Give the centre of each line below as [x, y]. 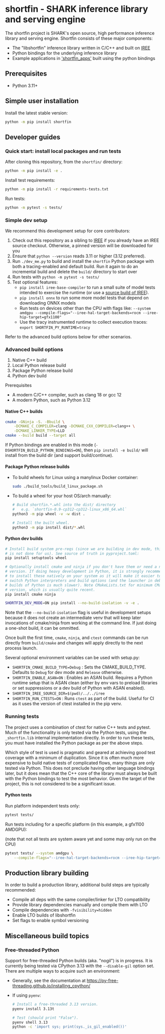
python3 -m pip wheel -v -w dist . [49, 514]
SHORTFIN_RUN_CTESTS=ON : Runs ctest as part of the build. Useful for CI [83, 699]
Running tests [22, 717]
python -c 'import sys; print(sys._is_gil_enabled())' [69, 1027]
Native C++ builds [24, 411]
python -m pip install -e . [34, 171]
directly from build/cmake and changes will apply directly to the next [74, 643]
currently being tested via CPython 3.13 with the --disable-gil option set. [80, 966]
